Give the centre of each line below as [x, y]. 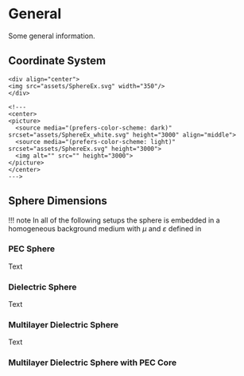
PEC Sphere [32, 249]
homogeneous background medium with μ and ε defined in [105, 228]
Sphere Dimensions [58, 201]
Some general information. [52, 36]
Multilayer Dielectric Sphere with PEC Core [93, 362]
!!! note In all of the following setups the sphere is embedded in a [114, 220]
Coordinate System [57, 61]
